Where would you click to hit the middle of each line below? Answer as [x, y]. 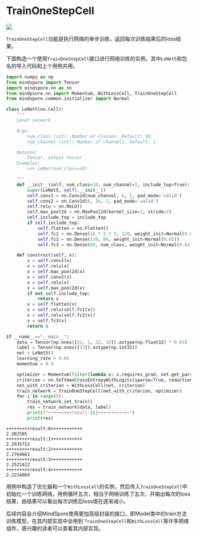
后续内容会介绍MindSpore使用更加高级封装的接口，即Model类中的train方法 [96, 514]
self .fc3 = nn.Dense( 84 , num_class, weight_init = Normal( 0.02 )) [116, 244]
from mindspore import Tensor [43, 82]
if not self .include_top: [59, 293]
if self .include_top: [54, 223]
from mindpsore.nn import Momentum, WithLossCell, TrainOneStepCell [91, 93]
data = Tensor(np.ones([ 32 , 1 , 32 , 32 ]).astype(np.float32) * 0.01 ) [102, 342]
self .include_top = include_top [67, 217]
